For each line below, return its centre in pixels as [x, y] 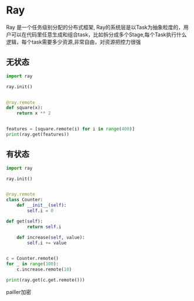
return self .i [44, 226]
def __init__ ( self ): [42, 205]
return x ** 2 [34, 113]
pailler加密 [19, 292]
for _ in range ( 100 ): [33, 264]
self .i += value [47, 243]
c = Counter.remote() [33, 259]
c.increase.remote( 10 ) [44, 270]
